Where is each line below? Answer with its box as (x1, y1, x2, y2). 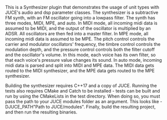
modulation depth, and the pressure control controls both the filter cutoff (5, 47, 155, 52)
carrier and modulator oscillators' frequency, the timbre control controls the (5, 41, 161, 47)
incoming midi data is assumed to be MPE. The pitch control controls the (5, 36, 155, 42)
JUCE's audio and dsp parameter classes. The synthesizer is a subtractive (5, 9, 158, 15)
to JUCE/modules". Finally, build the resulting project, (45, 104, 156, 110)
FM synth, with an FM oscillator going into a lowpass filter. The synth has (5, 15, 155, 20)
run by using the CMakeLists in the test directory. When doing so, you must (5, 93, 160, 99)
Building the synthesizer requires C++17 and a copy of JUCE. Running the (5, 83, 157, 89)
